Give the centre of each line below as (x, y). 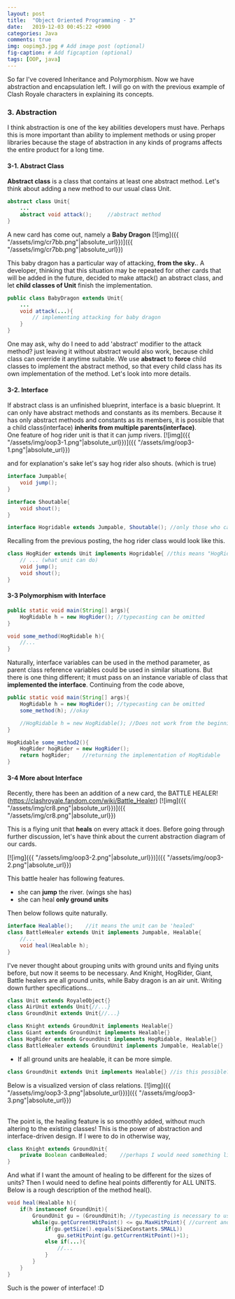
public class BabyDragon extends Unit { (65, 298)
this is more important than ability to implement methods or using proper (112, 135)
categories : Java (33, 33)
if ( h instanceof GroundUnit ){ (64, 1209)
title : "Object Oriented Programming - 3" (72, 20)
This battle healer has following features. (66, 878)
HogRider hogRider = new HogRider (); (75, 749)
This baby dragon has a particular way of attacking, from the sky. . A (106, 262)
